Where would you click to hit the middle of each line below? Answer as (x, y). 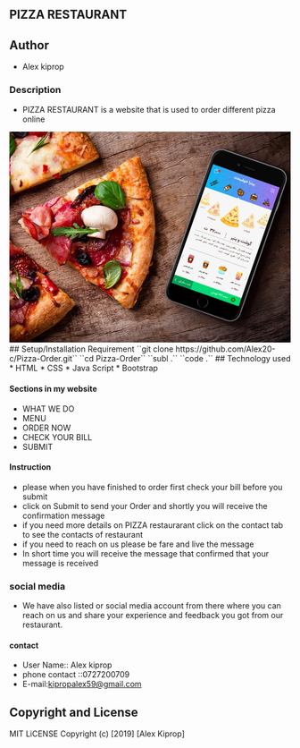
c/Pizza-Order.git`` (43, 359)
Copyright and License (74, 712)
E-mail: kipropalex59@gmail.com (82, 684)
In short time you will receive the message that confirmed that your (146, 553)
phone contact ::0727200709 (76, 675)
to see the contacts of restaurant (82, 534)
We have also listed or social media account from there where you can (151, 606)
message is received (60, 563)
